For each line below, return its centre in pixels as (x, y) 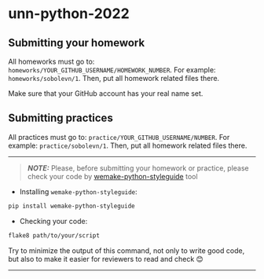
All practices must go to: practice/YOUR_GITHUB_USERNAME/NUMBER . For (119, 137)
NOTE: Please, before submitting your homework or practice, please (138, 168)
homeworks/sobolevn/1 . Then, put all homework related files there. (114, 78)
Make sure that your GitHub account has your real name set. (106, 94)
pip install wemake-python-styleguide (71, 206)
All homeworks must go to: (51, 61)
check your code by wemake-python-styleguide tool (112, 176)
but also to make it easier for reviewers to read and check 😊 (106, 259)
